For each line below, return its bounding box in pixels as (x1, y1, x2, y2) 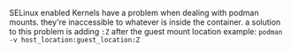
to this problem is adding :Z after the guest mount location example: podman (9, 26, 283, 36)
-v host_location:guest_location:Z (9, 35, 141, 44)
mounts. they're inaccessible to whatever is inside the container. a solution (9, 17, 281, 27)
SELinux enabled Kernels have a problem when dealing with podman (9, 8, 259, 18)
